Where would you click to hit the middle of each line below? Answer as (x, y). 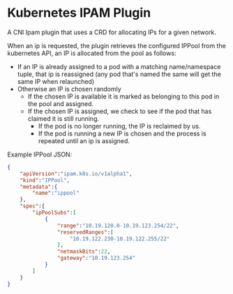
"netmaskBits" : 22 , (84, 252)
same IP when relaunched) (56, 81)
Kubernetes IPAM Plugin (79, 13)
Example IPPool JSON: (40, 154)
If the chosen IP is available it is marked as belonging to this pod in (123, 96)
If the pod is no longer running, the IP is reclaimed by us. (119, 126)
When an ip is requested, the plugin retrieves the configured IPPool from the (117, 45)
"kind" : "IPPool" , (45, 180)
